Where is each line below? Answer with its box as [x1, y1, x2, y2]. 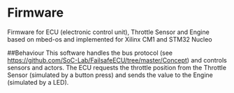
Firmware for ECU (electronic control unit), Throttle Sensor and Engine [7, 28, 210, 36]
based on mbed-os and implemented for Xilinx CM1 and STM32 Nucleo [7, 35, 212, 43]
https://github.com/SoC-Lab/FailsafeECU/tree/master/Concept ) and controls [7, 56, 227, 64]
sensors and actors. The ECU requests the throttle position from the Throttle [7, 63, 227, 71]
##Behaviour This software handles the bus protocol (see [7, 49, 173, 57]
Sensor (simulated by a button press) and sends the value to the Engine [7, 71, 213, 79]
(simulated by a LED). [7, 78, 69, 86]
